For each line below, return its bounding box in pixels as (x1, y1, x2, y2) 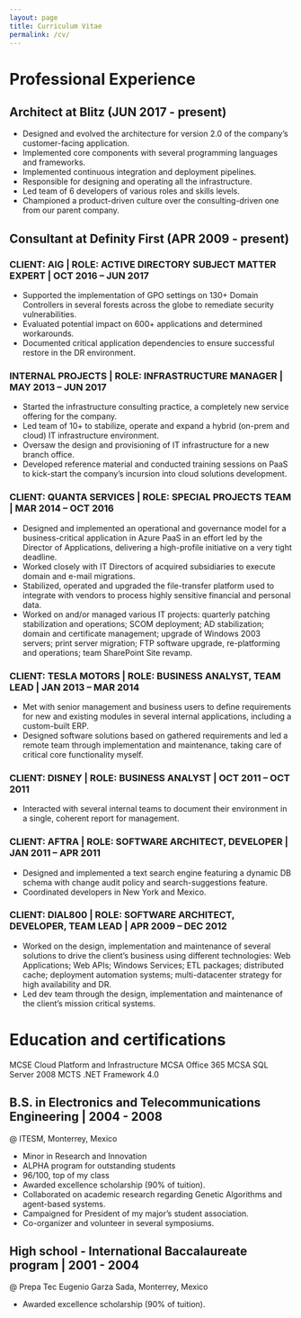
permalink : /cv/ (9, 30, 70, 39)
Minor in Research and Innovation (22, 1150, 147, 1161)
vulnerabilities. (22, 309, 77, 320)
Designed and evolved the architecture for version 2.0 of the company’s (22, 128, 289, 140)
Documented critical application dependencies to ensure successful (22, 338, 275, 349)
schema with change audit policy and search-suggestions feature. (22, 877, 268, 887)
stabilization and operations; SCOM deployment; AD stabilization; (22, 618, 265, 629)
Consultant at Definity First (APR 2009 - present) (9, 231, 289, 246)
